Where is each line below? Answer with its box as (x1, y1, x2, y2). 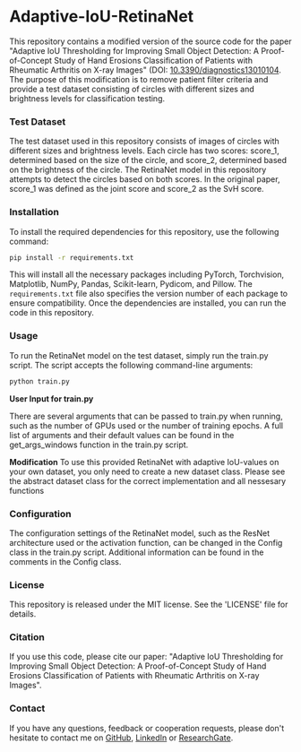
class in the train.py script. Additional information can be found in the (9, 547, 264, 558)
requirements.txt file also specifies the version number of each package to (9, 289, 288, 299)
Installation (9, 206, 60, 219)
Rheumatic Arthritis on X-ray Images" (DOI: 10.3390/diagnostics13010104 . (9, 65, 282, 75)
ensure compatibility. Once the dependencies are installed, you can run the (9, 298, 287, 308)
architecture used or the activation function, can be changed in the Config (9, 537, 283, 548)
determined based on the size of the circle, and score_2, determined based (9, 155, 288, 166)
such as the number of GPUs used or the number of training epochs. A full (9, 419, 284, 431)
